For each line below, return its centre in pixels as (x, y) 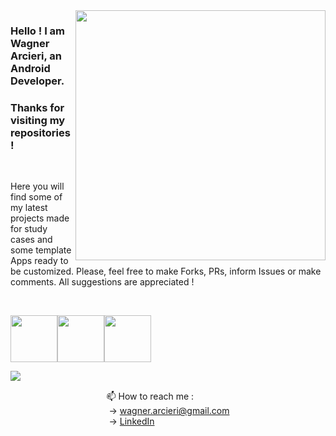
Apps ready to (39, 261)
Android (30, 68)
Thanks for (37, 107)
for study (29, 229)
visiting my (38, 120)
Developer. (37, 81)
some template (41, 250)
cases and (31, 240)
